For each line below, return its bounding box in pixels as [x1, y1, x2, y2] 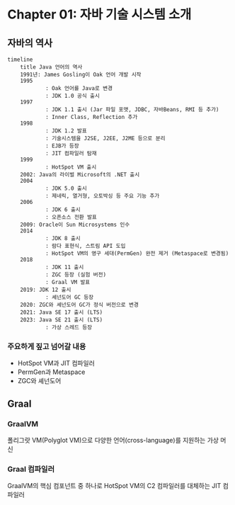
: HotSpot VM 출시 [45, 164, 97, 171]
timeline [7, 56, 33, 63]
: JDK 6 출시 [45, 206, 81, 213]
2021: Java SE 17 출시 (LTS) [20, 309, 103, 316]
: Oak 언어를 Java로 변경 [45, 85, 113, 92]
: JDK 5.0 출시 [45, 185, 87, 192]
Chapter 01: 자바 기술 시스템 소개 [7, 6, 192, 23]
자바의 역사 [7, 37, 53, 49]
